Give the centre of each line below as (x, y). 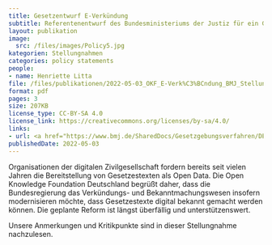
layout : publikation (43, 31)
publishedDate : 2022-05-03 (54, 144)
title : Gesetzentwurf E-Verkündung (68, 16)
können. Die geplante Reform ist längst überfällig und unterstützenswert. (130, 209)
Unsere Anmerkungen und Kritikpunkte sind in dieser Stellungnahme (123, 225)
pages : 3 (23, 99)
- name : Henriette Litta (50, 76)
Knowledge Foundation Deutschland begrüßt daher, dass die (109, 184)
